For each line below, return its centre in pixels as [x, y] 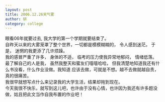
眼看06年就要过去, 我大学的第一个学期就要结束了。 [57, 38]
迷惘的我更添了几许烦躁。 [41, 51]
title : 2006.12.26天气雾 [30, 14]
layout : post [19, 10]
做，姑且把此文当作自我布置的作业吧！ [44, 95]
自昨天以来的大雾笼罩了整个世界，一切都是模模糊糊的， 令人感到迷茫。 [78, 45]
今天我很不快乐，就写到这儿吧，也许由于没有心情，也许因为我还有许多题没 [81, 88]
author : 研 [16, 19]
